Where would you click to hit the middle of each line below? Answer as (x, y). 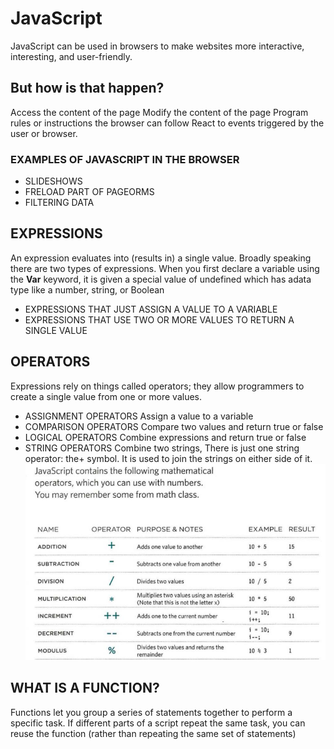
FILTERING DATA (59, 203)
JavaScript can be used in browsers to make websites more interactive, (157, 46)
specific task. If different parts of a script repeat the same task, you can (158, 723)
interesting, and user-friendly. (71, 56)
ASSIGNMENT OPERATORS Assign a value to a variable (139, 416)
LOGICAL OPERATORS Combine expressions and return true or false (165, 437)
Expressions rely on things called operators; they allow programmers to (157, 386)
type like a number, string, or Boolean (87, 289)
